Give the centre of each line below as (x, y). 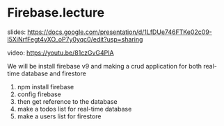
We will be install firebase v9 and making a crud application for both (105, 66)
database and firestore (54, 73)
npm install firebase (46, 87)
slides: (17, 32)
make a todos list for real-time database (74, 109)
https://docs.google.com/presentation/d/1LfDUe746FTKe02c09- (120, 32)
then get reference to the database (67, 101)
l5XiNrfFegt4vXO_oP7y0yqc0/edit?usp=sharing (75, 39)
